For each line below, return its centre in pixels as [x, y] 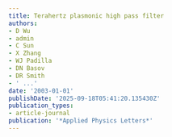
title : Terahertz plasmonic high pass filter [86, 16]
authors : [23, 23]
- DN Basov [27, 68]
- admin [21, 38]
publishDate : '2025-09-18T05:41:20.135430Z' [84, 98]
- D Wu [19, 31]
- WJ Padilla [30, 61]
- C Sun [21, 46]
